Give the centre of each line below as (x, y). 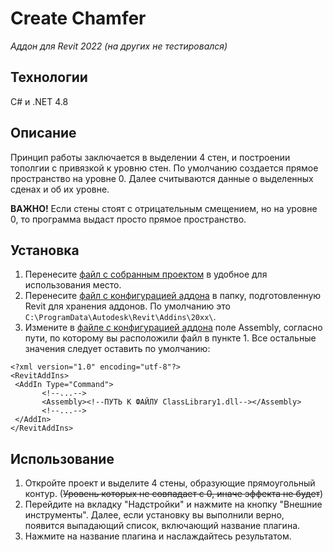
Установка (45, 250)
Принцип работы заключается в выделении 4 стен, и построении (150, 157)
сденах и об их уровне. (60, 189)
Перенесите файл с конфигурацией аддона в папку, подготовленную (173, 296)
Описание (43, 133)
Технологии (49, 77)
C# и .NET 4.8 (39, 101)
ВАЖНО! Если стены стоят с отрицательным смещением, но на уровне (164, 208)
